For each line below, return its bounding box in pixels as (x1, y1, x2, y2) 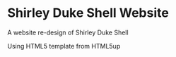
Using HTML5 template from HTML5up (7, 42, 121, 50)
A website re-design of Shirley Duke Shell (7, 28, 129, 37)
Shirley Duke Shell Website (7, 5, 170, 21)
